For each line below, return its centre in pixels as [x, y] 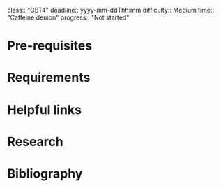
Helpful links [45, 109]
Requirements [49, 78]
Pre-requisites [50, 46]
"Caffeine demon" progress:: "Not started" [68, 17]
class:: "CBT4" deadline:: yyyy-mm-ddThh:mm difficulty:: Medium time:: [111, 10]
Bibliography [45, 173]
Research [36, 142]
